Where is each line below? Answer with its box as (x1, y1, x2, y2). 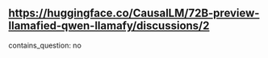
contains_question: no (8, 40, 82, 50)
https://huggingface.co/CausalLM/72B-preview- (8, 6, 260, 20)
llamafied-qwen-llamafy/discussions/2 (8, 19, 210, 33)
